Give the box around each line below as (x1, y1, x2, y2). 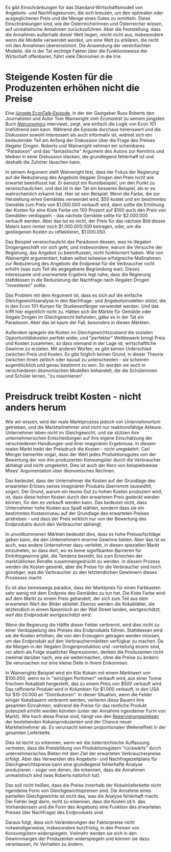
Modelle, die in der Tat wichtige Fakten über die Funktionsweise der (5, 48, 148, 54)
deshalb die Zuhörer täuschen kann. (5, 159, 82, 165)
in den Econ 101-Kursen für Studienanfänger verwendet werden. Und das (5, 303, 159, 309)
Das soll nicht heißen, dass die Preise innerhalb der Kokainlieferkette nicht (5, 782, 161, 788)
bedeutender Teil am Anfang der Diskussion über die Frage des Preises (5, 137, 156, 143)
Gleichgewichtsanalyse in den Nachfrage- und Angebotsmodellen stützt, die (5, 297, 166, 304)
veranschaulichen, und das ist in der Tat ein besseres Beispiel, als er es (5, 185, 156, 191)
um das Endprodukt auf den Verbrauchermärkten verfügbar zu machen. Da (5, 638, 164, 644)
